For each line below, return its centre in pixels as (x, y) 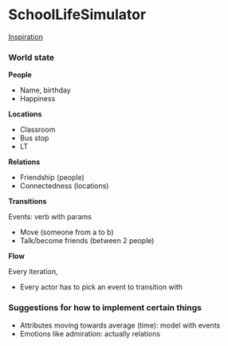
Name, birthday (45, 90)
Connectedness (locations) (64, 186)
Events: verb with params (50, 217)
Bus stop (34, 138)
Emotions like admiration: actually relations (90, 333)
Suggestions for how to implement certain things (105, 308)
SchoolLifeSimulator (77, 15)
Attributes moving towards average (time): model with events (120, 325)
